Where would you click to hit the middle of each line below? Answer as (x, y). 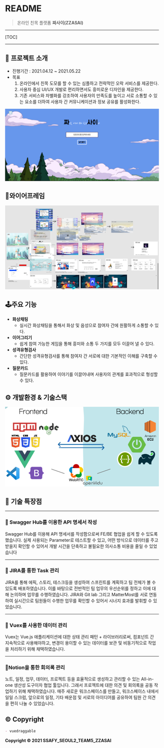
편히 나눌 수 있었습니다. (32, 703)
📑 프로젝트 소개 (26, 58)
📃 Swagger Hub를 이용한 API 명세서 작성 (51, 522)
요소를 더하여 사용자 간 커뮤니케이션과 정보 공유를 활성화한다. (82, 101)
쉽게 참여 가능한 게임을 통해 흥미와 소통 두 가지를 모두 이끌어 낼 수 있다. (87, 344)
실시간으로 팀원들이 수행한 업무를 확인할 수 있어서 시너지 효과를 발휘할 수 (83, 601)
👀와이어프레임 (25, 196)
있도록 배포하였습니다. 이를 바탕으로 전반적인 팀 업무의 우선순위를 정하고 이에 (78, 588)
